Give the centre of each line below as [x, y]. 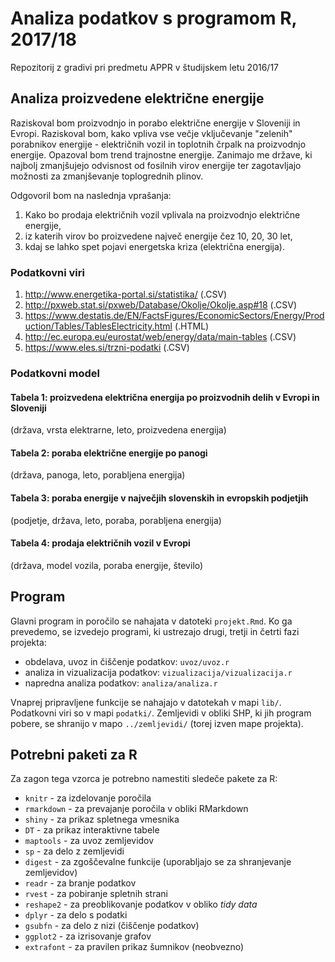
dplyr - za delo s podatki [76, 915]
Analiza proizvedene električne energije [137, 98]
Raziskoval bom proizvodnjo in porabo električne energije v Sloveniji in [155, 123]
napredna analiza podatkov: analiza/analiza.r [121, 683]
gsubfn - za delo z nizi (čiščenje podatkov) [112, 926]
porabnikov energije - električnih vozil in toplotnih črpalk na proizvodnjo [158, 144]
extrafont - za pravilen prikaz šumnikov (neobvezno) [134, 947]
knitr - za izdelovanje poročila [88, 798]
